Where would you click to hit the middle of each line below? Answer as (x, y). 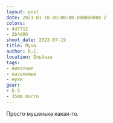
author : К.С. (23, 52)
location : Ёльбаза (29, 57)
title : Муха (21, 46)
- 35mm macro (23, 96)
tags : (13, 62)
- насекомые (21, 74)
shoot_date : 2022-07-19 (36, 40)
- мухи (15, 79)
